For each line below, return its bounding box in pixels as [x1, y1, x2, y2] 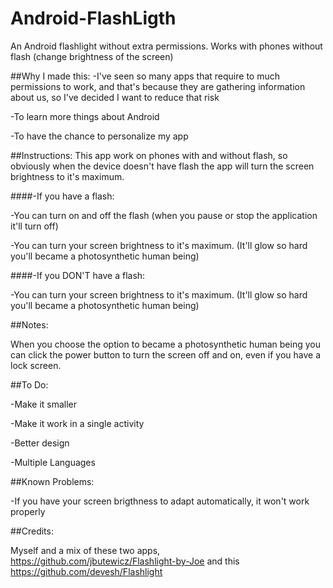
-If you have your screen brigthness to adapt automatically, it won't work [10, 495, 310, 507]
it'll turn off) [10, 220, 59, 232]
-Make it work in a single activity [10, 417, 145, 429]
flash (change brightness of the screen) [10, 50, 174, 62]
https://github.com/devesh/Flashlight [10, 565, 163, 577]
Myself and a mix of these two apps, [10, 544, 161, 556]
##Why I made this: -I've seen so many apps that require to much [10, 70, 280, 82]
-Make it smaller [10, 398, 78, 410]
